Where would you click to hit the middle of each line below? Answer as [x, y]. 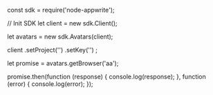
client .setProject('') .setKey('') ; [53, 50]
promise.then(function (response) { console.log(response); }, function [106, 76]
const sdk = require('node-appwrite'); [61, 10]
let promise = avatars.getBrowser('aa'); [63, 63]
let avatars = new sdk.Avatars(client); [60, 36]
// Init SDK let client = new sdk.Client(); [62, 23]
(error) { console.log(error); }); [50, 84]
